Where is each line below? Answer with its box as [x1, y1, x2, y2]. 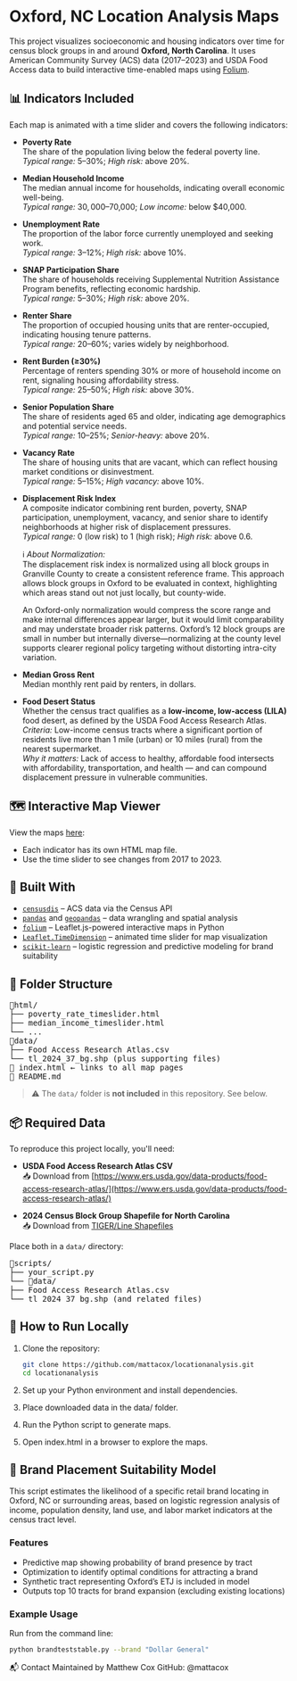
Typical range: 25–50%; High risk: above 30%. [21, 384, 194, 394]
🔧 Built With [9, 879, 76, 894]
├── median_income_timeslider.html [9, 1018, 165, 1028]
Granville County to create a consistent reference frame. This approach [21, 568, 285, 579]
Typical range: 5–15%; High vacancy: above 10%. [21, 476, 205, 486]
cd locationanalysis [21, 1368, 99, 1378]
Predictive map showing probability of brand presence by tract [21, 1557, 252, 1568]
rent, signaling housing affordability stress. [21, 375, 179, 385]
